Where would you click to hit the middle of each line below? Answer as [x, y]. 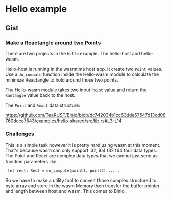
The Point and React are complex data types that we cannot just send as [81, 156]
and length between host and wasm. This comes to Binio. [66, 191]
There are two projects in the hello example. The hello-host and [73, 53]
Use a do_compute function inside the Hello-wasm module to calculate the [82, 74]
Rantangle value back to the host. [40, 95]
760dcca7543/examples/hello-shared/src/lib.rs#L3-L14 [64, 121]
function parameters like [31, 162]
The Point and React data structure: [43, 105]
